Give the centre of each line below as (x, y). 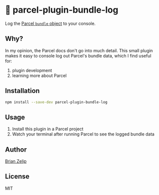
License (17, 177)
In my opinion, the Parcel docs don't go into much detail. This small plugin (79, 50)
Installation (22, 91)
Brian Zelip (16, 161)
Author (16, 149)
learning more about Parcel (39, 76)
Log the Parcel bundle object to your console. (50, 23)
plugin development (32, 70)
